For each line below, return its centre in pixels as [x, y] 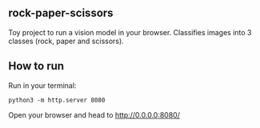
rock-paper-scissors [61, 13]
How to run [36, 66]
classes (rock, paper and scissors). [66, 41]
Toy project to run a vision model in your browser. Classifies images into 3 [130, 32]
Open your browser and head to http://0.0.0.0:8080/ [94, 114]
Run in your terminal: [42, 85]
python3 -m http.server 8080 [57, 100]
